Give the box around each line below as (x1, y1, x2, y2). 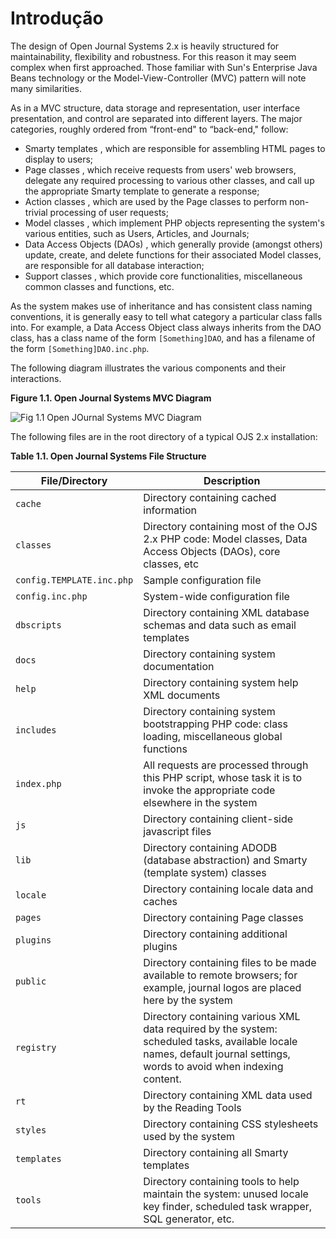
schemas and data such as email (143, 618, 297, 632)
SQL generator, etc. (143, 1212, 235, 1226)
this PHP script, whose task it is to (143, 770, 303, 784)
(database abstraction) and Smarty (143, 853, 308, 867)
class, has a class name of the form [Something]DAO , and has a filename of (10, 332, 316, 344)
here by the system (143, 993, 233, 1007)
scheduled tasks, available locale (143, 1034, 298, 1048)
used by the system (143, 1129, 235, 1143)
